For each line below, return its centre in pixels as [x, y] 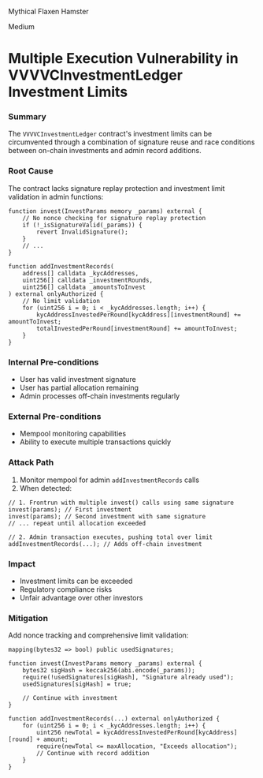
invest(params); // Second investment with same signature [107, 516]
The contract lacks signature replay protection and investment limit [117, 188]
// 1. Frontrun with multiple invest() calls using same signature [121, 503]
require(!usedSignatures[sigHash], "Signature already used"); [128, 678]
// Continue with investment [70, 698]
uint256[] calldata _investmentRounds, [88, 280]
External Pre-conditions [55, 416]
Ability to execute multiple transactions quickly [95, 442]
